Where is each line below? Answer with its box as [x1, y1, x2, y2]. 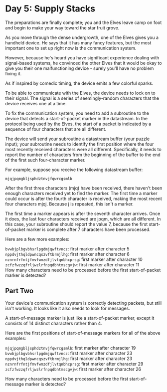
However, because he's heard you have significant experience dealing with [5, 54, 160, 60]
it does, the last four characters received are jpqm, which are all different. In [5, 215, 161, 222]
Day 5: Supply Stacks [5, 3, 96, 14]
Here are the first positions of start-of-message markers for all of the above [5, 330, 161, 336]
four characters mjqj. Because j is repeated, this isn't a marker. [5, 200, 134, 207]
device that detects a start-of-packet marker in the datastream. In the [5, 115, 148, 121]
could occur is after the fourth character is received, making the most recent [5, 196, 162, 201]
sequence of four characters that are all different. [5, 126, 107, 132]
